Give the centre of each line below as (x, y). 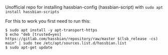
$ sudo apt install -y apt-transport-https (51, 30)
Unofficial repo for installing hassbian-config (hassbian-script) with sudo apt (84, 7)
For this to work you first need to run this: (48, 21)
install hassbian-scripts (32, 12)
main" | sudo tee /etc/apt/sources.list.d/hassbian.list (66, 43)
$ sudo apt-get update (29, 48)
